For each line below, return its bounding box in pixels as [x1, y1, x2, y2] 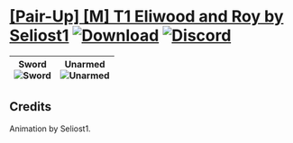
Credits [9, 99, 52, 114]
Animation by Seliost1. [9, 123, 92, 134]
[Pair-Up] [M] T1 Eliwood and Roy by [9, 6, 284, 27]
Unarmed [64, 58, 105, 70]
